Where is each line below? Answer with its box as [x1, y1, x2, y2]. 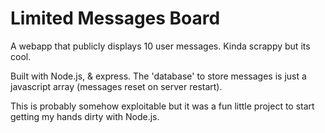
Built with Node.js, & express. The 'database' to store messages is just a [10, 70, 307, 82]
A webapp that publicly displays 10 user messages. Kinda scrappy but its [10, 40, 311, 52]
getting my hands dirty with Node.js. [10, 110, 160, 122]
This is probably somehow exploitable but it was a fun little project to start [10, 100, 315, 112]
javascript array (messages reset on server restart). [10, 80, 223, 92]
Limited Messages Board [10, 7, 221, 30]
